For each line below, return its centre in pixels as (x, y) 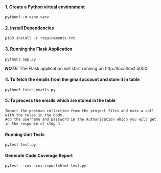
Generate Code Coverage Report (39, 155)
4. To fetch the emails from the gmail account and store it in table (72, 79)
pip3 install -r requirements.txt (40, 38)
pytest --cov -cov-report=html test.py (46, 166)
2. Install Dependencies (30, 28)
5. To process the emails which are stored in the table (60, 100)
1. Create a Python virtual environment (45, 7)
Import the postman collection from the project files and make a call (80, 111)
